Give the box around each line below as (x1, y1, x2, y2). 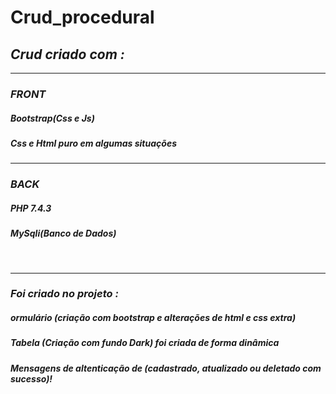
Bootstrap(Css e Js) (10, 112, 95, 124)
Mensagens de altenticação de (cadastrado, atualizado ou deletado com (10, 362, 322, 374)
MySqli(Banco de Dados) (10, 227, 117, 240)
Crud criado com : (10, 46, 125, 63)
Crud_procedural (10, 6, 155, 29)
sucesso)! (10, 372, 53, 385)
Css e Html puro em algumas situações (10, 137, 177, 149)
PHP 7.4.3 (10, 202, 52, 214)
